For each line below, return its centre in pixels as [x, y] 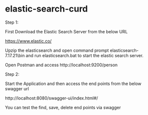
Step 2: [12, 74]
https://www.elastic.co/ [28, 41]
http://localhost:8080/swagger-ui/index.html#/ [52, 98]
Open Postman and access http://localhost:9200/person [61, 65]
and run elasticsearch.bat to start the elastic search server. [85, 55]
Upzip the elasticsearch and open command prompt [57, 50]
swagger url [17, 88]
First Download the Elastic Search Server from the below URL [66, 31]
